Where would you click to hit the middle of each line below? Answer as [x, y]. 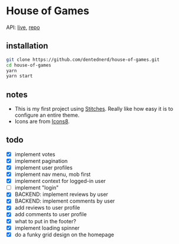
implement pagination [41, 160]
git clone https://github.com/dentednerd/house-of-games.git [83, 60]
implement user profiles [43, 168]
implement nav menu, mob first [53, 174]
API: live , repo [23, 27]
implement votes [35, 154]
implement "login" [37, 188]
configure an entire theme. [47, 115]
